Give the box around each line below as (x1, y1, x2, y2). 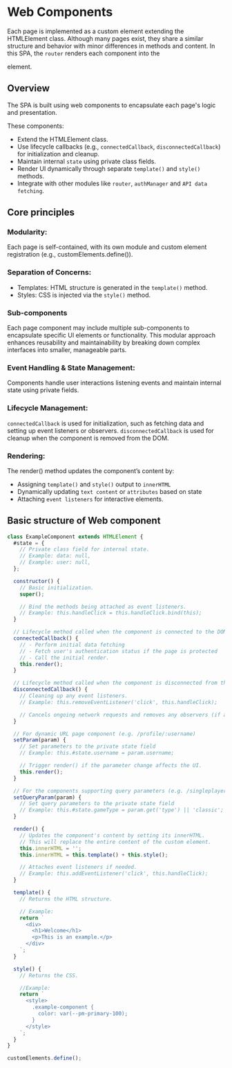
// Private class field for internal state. (19, 546, 150, 553)
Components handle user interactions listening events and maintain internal (7, 378, 222, 387)
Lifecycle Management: (7, 403, 88, 413)
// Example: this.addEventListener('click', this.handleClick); (19, 870, 209, 877)
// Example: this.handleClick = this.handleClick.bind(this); (19, 609, 202, 616)
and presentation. (7, 108, 57, 116)
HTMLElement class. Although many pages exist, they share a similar (7, 34, 204, 42)
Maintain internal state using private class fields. (17, 157, 157, 165)
